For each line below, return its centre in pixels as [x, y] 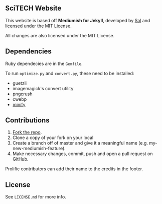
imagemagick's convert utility [43, 88]
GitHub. [20, 159]
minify [19, 104]
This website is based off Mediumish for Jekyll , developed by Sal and [78, 20]
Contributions [27, 120]
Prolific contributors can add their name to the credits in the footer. [74, 169]
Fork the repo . [27, 132]
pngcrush [22, 94]
